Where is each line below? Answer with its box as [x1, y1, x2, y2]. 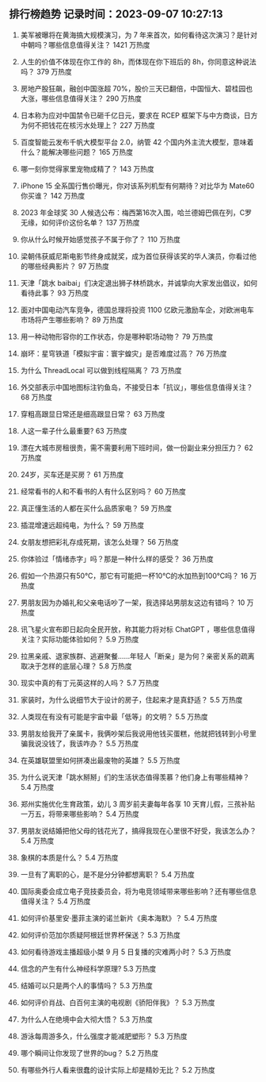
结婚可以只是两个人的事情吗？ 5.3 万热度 [20, 980, 153, 990]
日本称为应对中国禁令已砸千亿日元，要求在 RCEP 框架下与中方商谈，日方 [20, 110, 258, 120]
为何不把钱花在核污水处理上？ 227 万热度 [20, 120, 155, 129]
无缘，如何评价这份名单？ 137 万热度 [20, 218, 140, 227]
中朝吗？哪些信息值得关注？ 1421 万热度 [20, 40, 150, 49]
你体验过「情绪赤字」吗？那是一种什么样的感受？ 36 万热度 [20, 554, 214, 564]
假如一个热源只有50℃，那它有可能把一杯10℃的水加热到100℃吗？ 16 [20, 571, 249, 580]
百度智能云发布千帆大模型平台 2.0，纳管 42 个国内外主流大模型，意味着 [20, 137, 254, 147]
